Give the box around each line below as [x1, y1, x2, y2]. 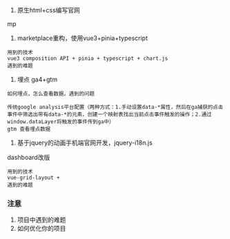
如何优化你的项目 [17, 225, 66, 233]
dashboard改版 [7, 154, 50, 161]
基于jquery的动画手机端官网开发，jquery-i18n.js [17, 138, 153, 147]
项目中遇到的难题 [17, 216, 66, 224]
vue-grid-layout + [7, 174, 60, 181]
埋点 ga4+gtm [17, 75, 57, 83]
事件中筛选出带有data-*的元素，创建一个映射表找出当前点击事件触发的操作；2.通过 [7, 111, 212, 118]
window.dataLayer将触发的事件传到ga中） [7, 118, 115, 125]
